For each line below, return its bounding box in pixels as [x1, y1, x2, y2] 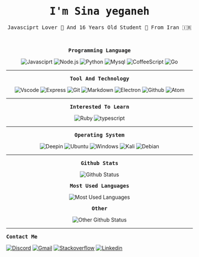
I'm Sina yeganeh [49, 5, 150, 18]
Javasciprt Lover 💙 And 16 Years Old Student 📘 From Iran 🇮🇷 [7, 24, 192, 31]
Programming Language [68, 47, 131, 53]
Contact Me [6, 233, 38, 240]
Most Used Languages [69, 182, 130, 189]
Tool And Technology [69, 75, 130, 82]
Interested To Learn [69, 103, 130, 110]
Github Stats [81, 160, 118, 166]
